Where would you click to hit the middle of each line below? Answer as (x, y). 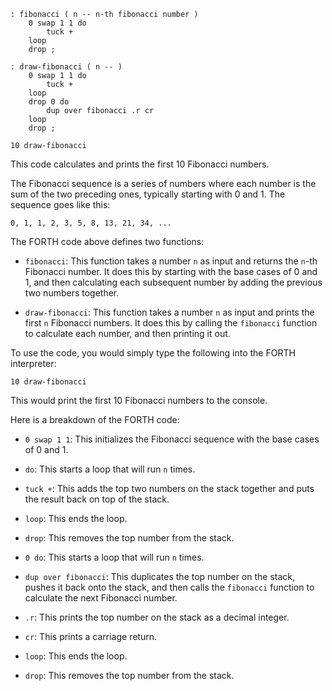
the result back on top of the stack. (97, 499)
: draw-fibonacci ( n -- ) (66, 67)
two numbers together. (72, 293)
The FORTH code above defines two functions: (107, 241)
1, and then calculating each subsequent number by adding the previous (173, 282)
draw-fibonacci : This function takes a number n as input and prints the (169, 312)
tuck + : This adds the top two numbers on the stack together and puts (169, 488)
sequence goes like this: (60, 204)
